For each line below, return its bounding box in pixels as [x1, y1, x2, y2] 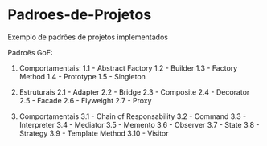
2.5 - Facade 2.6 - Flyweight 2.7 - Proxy [18, 95, 152, 105]
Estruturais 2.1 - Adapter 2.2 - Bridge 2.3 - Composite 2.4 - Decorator [18, 87, 250, 97]
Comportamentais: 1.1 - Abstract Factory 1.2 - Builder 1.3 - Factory [18, 63, 238, 73]
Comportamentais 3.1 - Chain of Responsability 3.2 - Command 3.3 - [18, 111, 247, 121]
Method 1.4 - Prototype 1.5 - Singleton [18, 71, 146, 81]
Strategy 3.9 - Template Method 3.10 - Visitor [18, 128, 169, 138]
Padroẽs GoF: [7, 47, 53, 57]
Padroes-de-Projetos [7, 6, 152, 24]
